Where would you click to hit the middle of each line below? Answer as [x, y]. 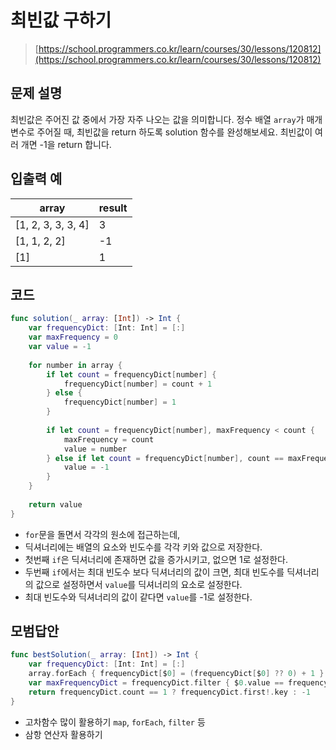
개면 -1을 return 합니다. [66, 144]
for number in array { [75, 365]
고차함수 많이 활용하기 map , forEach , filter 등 [115, 722]
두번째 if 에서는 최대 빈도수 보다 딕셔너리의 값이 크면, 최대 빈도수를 [154, 572]
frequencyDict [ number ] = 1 [120, 402]
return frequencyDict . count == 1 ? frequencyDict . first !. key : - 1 [169, 692]
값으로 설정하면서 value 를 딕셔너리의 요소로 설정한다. [139, 584]
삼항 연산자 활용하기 [63, 734]
